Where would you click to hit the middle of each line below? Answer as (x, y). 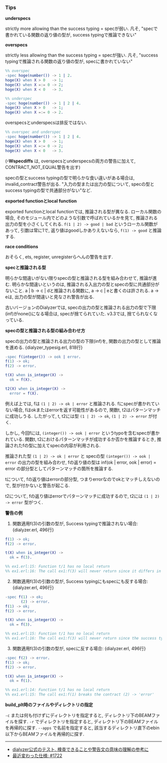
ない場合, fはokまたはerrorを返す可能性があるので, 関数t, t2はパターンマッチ (83, 410)
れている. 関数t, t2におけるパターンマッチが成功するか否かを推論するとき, (81, 439)
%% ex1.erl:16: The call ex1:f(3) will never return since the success (81, 639)
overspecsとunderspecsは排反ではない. (46, 123)
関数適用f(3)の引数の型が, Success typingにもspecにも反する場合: (80, 581)
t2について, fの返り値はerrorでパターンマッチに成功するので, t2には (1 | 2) (83, 496)
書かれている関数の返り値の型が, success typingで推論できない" (71, 35)
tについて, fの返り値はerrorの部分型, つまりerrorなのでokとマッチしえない (81, 479)
